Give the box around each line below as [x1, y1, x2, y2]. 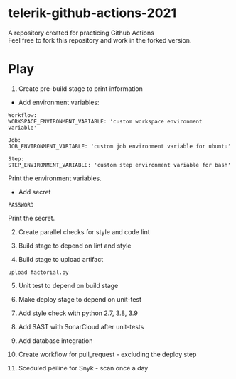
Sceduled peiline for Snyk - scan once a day [18, 363, 149, 372]
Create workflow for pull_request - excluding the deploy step [18, 350, 197, 358]
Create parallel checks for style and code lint [18, 227, 150, 236]
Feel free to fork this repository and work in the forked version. [8, 35, 192, 44]
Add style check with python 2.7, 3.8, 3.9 [18, 309, 138, 317]
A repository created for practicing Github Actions [8, 28, 155, 37]
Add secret [18, 187, 51, 196]
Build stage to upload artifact [18, 255, 104, 263]
